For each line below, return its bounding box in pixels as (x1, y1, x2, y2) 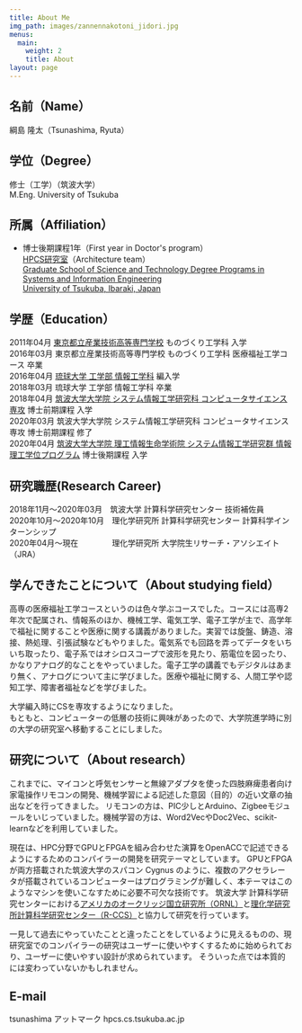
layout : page (9, 64, 58, 73)
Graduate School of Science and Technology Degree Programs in (22, 264, 265, 275)
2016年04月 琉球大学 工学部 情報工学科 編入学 (9, 370, 181, 382)
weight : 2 (25, 47, 63, 56)
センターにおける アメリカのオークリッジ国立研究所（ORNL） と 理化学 (16, 898, 275, 909)
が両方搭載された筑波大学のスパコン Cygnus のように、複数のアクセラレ (9, 864, 279, 875)
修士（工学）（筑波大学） (9, 179, 101, 190)
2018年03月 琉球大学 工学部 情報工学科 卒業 (9, 382, 173, 393)
